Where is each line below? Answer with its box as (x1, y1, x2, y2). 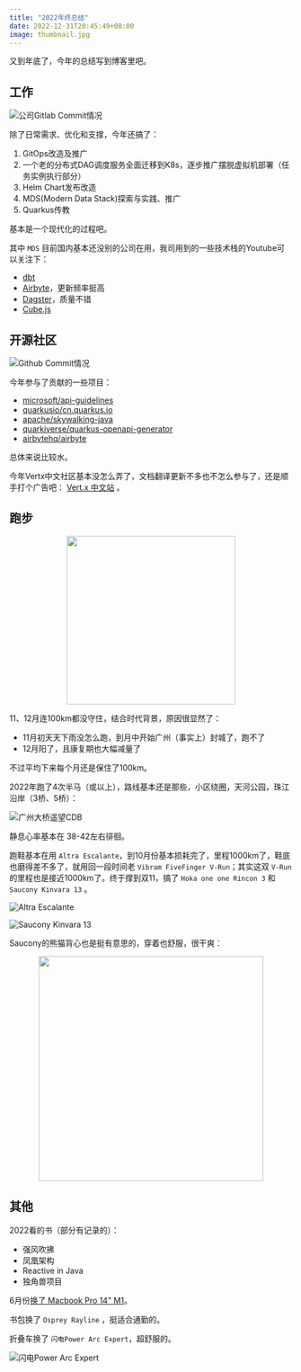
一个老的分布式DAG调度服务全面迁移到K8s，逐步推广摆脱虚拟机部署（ (22, 159, 282, 171)
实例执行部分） (30, 171, 86, 182)
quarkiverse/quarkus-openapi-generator (22, 423, 173, 434)
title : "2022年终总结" (9, 13, 89, 22)
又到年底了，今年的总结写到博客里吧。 (9, 56, 151, 67)
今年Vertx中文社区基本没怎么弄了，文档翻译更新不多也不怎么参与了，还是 (9, 471, 281, 481)
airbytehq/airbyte (22, 433, 87, 443)
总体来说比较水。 (9, 451, 73, 462)
